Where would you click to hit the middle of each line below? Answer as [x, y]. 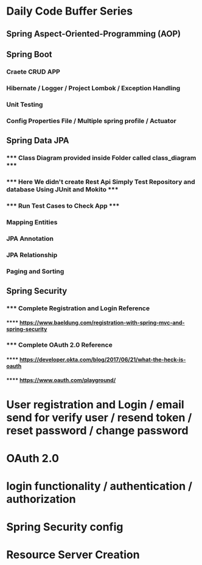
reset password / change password [97, 430]
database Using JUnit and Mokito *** [62, 189]
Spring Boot [29, 54]
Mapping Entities [32, 222]
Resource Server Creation [73, 555]
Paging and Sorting [35, 271]
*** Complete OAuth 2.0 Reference [59, 345]
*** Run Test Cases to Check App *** [63, 205]
